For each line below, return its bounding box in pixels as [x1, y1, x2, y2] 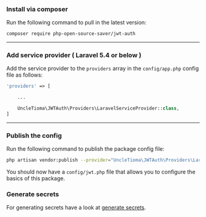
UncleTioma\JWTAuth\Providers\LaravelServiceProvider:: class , [17, 105, 180, 112]
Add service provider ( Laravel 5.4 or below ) [6, 51, 142, 59]
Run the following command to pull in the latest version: [6, 19, 147, 26]
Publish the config [6, 131, 63, 140]
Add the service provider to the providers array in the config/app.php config [6, 65, 199, 72]
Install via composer [6, 5, 69, 13]
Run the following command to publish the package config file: [6, 145, 165, 153]
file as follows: [6, 71, 43, 78]
